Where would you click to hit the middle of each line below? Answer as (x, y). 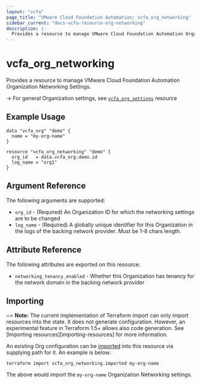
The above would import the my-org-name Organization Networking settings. (99, 374)
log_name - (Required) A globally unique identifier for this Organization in (104, 225)
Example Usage (36, 117)
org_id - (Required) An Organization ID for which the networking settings (105, 212)
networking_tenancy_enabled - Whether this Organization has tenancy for (104, 276)
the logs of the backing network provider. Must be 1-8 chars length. (98, 231)
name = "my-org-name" (39, 136)
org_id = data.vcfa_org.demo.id (54, 157)
